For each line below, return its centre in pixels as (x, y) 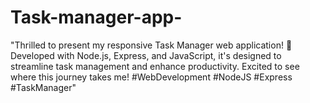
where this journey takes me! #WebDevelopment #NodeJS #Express (151, 77)
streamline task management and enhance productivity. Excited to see (155, 66)
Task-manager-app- (96, 17)
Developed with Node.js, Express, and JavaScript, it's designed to (146, 55)
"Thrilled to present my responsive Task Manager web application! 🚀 (151, 45)
